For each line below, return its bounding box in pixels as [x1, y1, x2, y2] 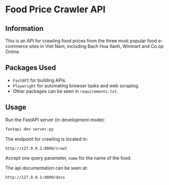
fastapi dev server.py [5, 126, 54, 132]
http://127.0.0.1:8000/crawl [5, 145, 68, 151]
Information [5, 24, 44, 33]
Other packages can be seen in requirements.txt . [12, 88, 118, 94]
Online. [5, 49, 20, 54]
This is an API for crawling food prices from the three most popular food [5, 38, 157, 44]
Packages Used [5, 63, 56, 72]
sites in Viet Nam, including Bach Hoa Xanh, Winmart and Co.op [29, 43, 164, 49]
